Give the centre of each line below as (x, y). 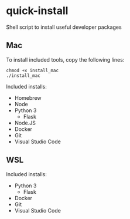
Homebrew (28, 97)
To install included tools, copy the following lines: (65, 59)
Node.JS (25, 123)
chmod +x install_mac (32, 70)
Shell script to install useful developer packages (64, 27)
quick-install (37, 11)
